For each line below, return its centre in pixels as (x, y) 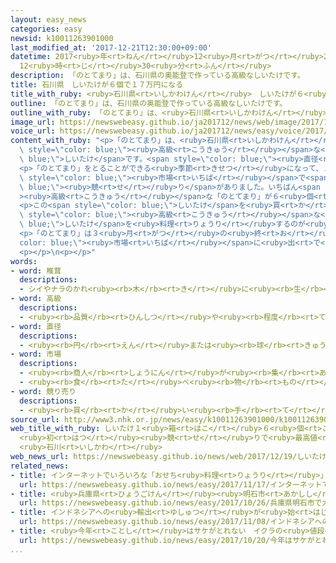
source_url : (35, 419)
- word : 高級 (36, 299)
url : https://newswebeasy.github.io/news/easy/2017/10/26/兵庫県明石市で (171, 503)
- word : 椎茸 (36, 271)
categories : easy (46, 29)
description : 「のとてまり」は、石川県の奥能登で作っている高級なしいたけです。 (157, 76)
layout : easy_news (48, 19)
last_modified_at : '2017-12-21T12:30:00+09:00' (111, 47)
